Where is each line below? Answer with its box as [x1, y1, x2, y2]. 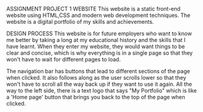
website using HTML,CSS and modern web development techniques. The [6, 12, 191, 19]
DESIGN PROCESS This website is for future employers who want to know [6, 30, 192, 37]
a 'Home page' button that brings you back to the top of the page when [6, 94, 186, 100]
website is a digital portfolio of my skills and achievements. [6, 18, 154, 25]
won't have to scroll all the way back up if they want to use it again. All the [6, 80, 192, 88]
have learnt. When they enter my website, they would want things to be [6, 43, 185, 50]
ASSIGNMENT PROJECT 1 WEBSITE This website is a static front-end [6, 5, 181, 12]
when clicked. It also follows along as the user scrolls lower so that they [6, 74, 187, 81]
